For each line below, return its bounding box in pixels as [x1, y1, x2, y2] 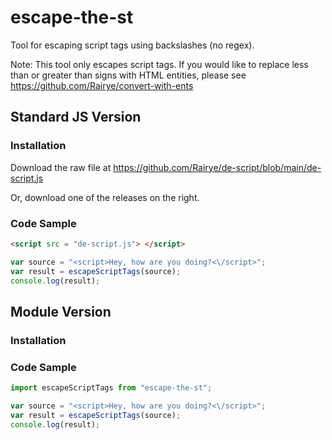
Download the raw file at [10, 161, 112, 173]
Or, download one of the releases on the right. [10, 191, 200, 203]
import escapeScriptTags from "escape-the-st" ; [10, 383, 213, 393]
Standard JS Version [10, 109, 142, 126]
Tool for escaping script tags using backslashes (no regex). [10, 39, 255, 51]
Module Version [10, 303, 112, 320]
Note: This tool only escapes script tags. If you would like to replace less [10, 58, 309, 70]
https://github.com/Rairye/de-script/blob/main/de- [113, 161, 322, 173]
